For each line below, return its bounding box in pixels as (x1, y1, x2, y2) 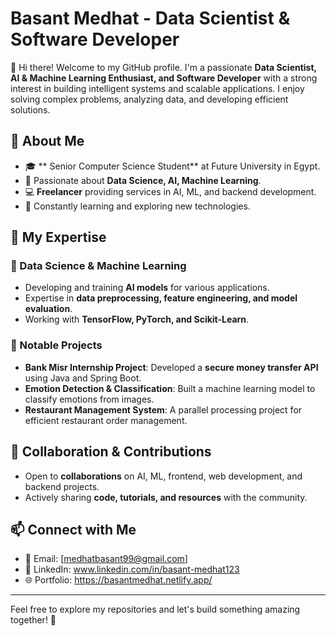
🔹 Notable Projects (10, 338, 103, 352)
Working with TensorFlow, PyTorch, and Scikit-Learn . (24, 313, 250, 326)
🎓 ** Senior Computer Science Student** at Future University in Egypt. (24, 160, 321, 172)
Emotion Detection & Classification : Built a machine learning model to (24, 382, 316, 394)
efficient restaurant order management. (24, 414, 188, 426)
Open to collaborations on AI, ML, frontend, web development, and (24, 470, 303, 482)
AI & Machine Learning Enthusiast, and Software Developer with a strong (10, 72, 318, 84)
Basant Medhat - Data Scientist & (10, 7, 291, 30)
